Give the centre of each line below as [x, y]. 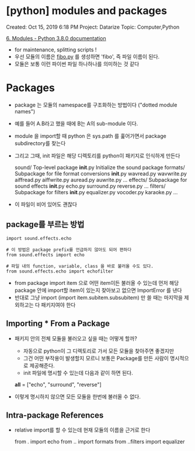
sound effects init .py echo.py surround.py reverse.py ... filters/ [90, 186]
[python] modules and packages [87, 11]
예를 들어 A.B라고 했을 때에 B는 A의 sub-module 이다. [76, 123]
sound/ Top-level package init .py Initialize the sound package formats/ [100, 167]
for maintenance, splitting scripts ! [55, 49]
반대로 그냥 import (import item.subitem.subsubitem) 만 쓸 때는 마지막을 [98, 297]
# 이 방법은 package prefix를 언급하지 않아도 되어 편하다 [69, 250]
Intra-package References [55, 415]
